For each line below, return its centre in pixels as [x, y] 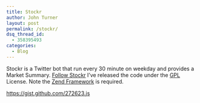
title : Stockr [24, 12]
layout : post [23, 23]
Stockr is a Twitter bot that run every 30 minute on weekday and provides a [100, 68]
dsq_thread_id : [25, 35]
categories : [21, 46]
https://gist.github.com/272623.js [48, 93]
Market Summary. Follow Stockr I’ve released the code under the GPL [93, 75]
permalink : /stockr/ [32, 29]
